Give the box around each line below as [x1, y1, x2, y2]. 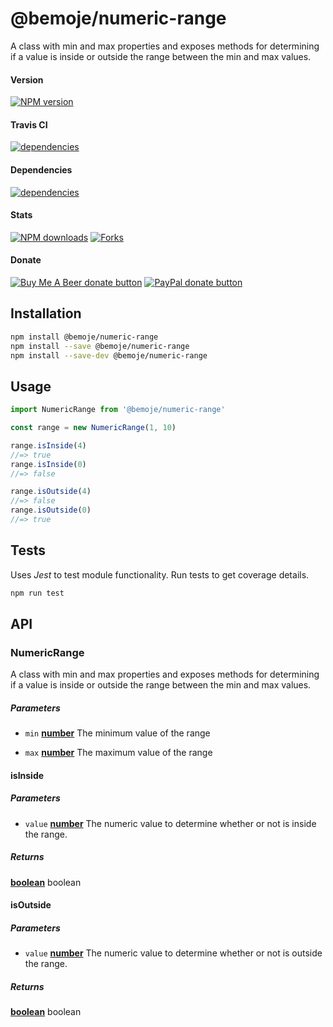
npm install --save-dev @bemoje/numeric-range [10, 350, 208, 361]
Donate [10, 254, 42, 266]
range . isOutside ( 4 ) [10, 487, 92, 497]
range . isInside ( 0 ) [10, 459, 87, 469]
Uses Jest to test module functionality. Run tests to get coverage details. [10, 568, 310, 581]
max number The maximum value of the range [24, 747, 213, 759]
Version [10, 73, 44, 86]
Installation [10, 305, 82, 322]
